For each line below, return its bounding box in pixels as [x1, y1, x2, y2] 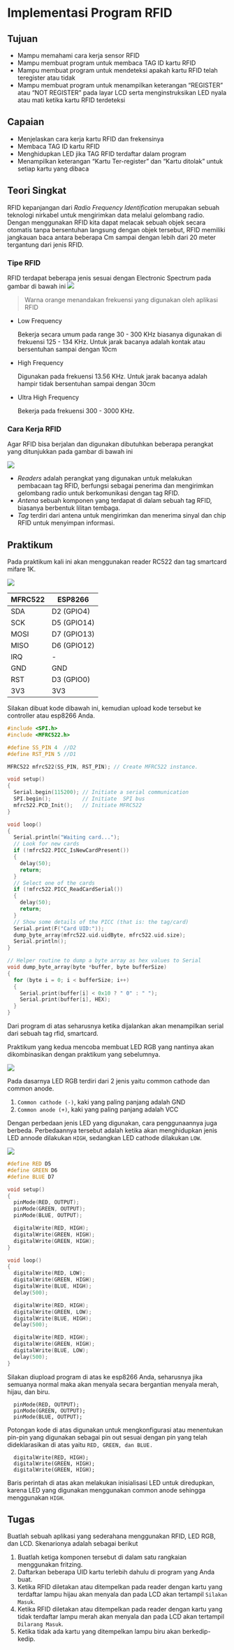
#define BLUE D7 [7, 1173, 54, 1180]
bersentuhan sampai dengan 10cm [17, 345, 117, 353]
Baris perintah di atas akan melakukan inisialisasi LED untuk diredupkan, [7, 1478, 215, 1487]
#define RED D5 [7, 1160, 52, 1167]
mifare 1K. [7, 565, 36, 574]
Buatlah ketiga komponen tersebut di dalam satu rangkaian [17, 1553, 187, 1561]
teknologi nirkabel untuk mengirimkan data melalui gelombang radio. [7, 211, 205, 219]
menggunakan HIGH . [7, 1493, 65, 1502]
